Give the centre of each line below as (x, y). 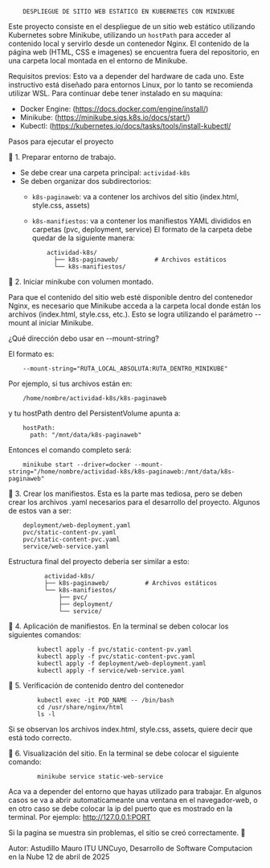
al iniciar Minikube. (62, 323)
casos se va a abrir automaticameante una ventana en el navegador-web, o (133, 800)
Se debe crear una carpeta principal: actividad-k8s (105, 172)
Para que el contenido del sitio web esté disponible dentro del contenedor (131, 297)
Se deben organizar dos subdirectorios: (86, 181)
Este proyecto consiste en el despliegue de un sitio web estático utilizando (132, 27)
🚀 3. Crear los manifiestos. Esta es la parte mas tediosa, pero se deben (125, 493)
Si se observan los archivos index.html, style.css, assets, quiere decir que (131, 729)
